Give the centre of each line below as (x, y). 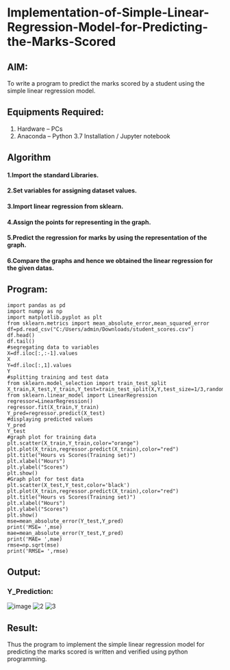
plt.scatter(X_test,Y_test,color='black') (68, 485)
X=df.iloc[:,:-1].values (42, 353)
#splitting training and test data (58, 377)
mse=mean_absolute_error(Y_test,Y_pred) (66, 521)
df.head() (21, 335)
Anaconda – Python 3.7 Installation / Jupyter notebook (93, 136)
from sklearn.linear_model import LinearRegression (82, 395)
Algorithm (29, 158)
